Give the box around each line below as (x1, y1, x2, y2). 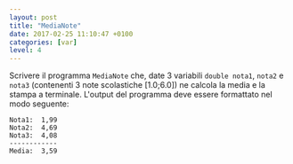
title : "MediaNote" (9, 21, 82, 30)
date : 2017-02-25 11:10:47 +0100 (9, 29, 134, 38)
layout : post (9, 12, 58, 22)
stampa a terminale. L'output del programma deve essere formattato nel (9, 90, 273, 100)
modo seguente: (9, 98, 69, 109)
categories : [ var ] (9, 37, 77, 47)
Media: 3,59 (9, 147, 58, 156)
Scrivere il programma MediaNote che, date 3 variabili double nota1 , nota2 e (9, 70, 284, 81)
